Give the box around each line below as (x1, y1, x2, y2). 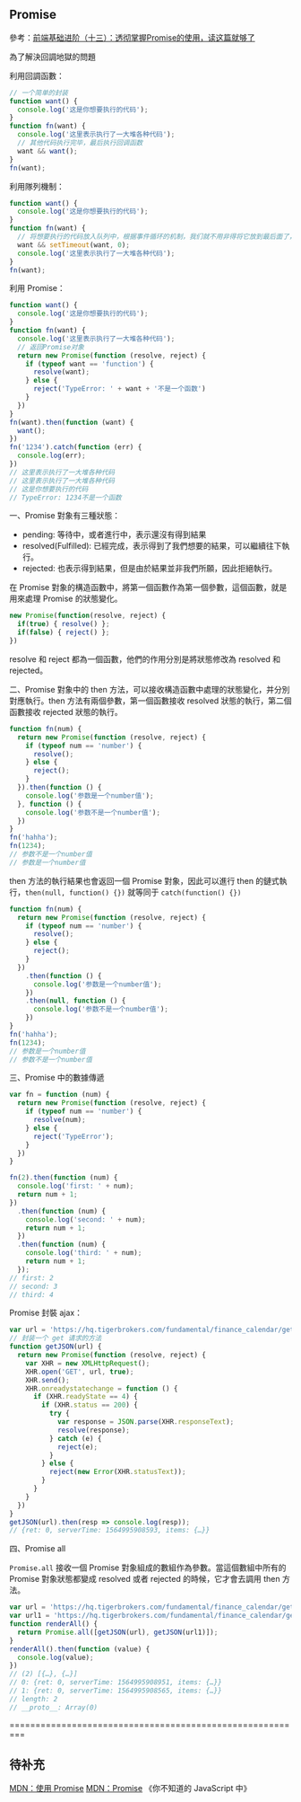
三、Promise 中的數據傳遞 (9, 1073, 105, 1083)
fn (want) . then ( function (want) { (9, 418, 134, 427)
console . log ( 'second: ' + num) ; (25, 1215, 146, 1224)
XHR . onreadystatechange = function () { (25, 1383, 178, 1393)
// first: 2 (9, 1273, 54, 1283)
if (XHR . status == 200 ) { (41, 1400, 139, 1409)
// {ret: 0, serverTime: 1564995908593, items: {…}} (9, 1526, 211, 1535)
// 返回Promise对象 (17, 342, 85, 351)
